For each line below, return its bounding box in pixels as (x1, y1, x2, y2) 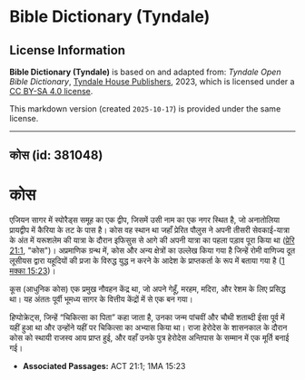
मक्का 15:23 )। (9, 266, 56, 277)
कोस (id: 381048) (9, 148, 103, 163)
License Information (9, 43, 125, 58)
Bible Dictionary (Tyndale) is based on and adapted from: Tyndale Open (9, 66, 281, 77)
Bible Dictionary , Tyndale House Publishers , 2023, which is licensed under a (9, 76, 295, 87)
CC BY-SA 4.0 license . (9, 86, 93, 96)
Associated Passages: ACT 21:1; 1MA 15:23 (22, 361, 186, 372)
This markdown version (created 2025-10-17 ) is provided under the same (9, 103, 281, 114)
